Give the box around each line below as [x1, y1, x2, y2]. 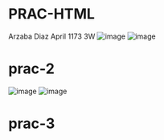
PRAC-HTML [8, 5, 95, 23]
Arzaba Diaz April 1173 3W [8, 31, 96, 41]
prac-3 [8, 114, 55, 133]
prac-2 [8, 60, 55, 78]
